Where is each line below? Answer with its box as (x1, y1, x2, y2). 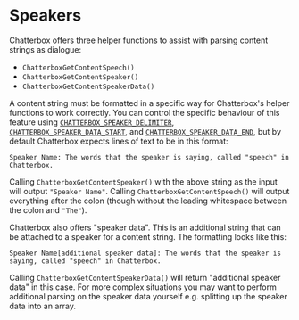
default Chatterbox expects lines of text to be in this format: (9, 135, 229, 146)
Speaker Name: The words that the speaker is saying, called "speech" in (9, 152, 290, 161)
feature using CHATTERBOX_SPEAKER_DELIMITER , (9, 117, 175, 127)
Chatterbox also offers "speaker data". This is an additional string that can (9, 222, 281, 233)
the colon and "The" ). (9, 204, 87, 215)
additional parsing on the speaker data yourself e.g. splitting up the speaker (9, 291, 288, 301)
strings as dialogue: (9, 44, 82, 54)
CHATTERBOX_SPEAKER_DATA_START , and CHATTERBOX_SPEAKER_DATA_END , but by (9, 126, 282, 136)
